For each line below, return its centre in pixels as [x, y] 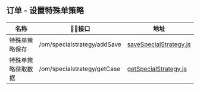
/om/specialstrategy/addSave [80, 44]
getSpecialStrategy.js [157, 69]
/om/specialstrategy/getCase [80, 69]
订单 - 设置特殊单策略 [45, 11]
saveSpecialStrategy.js [159, 44]
